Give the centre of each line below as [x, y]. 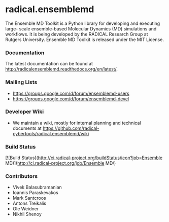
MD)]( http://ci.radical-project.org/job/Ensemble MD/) [61, 163]
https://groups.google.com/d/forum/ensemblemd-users [71, 93]
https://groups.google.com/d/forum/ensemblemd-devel [71, 99]
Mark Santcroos [29, 198]
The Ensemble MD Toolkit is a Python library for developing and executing [83, 23]
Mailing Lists [21, 82]
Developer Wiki [25, 112]
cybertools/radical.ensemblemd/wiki [51, 133]
